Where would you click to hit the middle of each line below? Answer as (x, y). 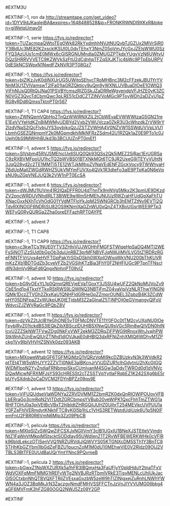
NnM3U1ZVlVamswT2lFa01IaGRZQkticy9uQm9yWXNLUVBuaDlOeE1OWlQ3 (84, 85)
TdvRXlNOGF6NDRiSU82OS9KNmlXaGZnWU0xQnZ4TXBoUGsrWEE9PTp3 (83, 207)
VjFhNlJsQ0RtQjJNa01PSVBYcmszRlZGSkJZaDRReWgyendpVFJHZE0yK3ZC (85, 91)
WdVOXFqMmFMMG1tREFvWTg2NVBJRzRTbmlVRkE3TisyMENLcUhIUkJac (84, 473)
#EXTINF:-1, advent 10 (28, 278)
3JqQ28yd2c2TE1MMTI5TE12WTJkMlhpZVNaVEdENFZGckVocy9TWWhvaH (85, 164)
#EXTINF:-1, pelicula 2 (28, 462)
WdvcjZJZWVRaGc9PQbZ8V (35, 305)
